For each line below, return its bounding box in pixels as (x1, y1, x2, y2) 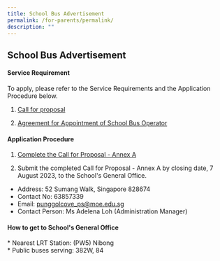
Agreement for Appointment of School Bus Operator (17, 118, 168, 127)
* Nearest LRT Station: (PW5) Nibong (7, 239, 114, 247)
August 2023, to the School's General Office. (17, 171, 147, 180)
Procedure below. (7, 92, 58, 100)
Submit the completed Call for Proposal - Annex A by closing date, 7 (17, 164, 214, 172)
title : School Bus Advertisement (7, 10, 105, 17)
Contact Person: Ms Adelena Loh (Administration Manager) (17, 207, 188, 216)
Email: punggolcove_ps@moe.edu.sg (17, 200, 124, 209)
